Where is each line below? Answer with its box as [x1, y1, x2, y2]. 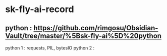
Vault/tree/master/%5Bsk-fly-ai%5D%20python [5, 31, 162, 40]
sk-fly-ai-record [5, 4, 74, 15]
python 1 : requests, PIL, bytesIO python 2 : [5, 45, 95, 51]
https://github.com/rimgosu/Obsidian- [33, 24, 158, 32]
